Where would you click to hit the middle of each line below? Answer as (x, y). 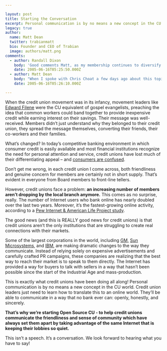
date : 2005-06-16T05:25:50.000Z (47, 70)
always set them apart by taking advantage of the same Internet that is (80, 323)
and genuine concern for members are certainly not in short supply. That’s (81, 174)
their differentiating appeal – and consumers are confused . (65, 159)
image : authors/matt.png (35, 51)
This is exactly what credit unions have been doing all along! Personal (77, 281)
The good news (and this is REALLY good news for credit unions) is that (79, 220)
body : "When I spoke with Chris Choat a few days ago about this (83, 79)
